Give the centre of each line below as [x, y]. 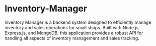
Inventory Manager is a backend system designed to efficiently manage [78, 22]
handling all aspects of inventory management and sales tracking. [72, 38]
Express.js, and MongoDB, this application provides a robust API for [74, 33]
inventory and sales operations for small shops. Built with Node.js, [72, 27]
